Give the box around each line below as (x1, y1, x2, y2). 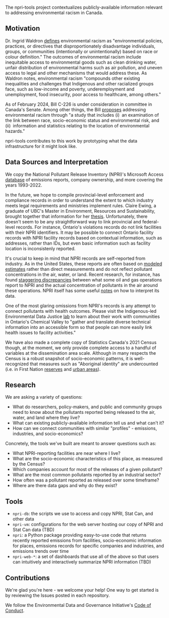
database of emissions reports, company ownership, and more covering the (5, 176, 163, 182)
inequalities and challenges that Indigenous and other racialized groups (5, 80, 154, 86)
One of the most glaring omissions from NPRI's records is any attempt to (5, 303, 156, 309)
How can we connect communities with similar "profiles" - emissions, (12, 425, 157, 432)
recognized (5, 361, 29, 367)
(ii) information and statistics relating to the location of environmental (5, 122, 150, 128)
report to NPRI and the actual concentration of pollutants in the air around (5, 282, 158, 288)
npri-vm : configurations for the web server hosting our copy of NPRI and (12, 521, 163, 528)
